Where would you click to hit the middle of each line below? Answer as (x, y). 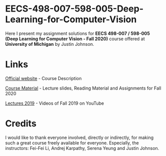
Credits (21, 124)
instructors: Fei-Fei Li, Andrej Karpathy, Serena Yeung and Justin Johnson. (82, 148)
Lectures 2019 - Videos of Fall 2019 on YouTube (55, 103)
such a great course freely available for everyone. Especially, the (72, 143)
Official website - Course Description (43, 78)
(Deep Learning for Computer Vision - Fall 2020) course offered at (75, 39)
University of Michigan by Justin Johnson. (50, 44)
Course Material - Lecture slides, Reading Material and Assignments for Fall (83, 88)
